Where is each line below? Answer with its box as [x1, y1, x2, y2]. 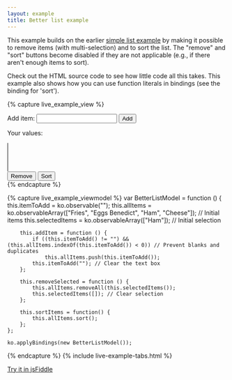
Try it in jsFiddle [7, 365, 54, 373]
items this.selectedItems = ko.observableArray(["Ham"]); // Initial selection [7, 215, 222, 224]
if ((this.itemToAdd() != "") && [32, 235, 130, 243]
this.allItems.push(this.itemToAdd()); [44, 254, 160, 261]
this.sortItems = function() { [20, 308, 111, 316]
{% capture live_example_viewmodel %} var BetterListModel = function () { [7, 193, 222, 202]
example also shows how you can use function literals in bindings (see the [7, 79, 221, 87]
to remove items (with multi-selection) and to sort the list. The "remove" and [7, 43, 226, 52]
